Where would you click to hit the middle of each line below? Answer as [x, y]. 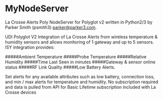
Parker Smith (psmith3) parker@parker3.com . [51, 27]
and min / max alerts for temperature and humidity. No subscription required [82, 82]
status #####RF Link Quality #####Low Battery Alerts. [60, 67]
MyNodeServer [37, 9]
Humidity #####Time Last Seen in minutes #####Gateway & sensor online [80, 62]
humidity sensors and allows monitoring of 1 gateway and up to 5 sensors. [80, 42]
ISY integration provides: [30, 47]
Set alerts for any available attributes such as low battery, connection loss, [80, 76]
